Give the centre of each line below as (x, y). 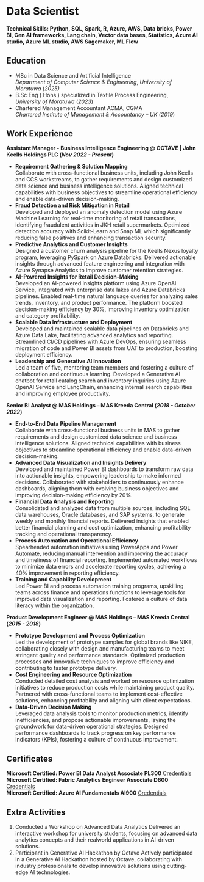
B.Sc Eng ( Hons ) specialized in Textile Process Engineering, (92, 95)
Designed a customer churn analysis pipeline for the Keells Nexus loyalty (107, 251)
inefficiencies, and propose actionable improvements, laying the (95, 720)
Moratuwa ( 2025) (37, 88)
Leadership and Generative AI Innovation (68, 361)
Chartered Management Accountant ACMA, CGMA (79, 108)
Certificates (30, 759)
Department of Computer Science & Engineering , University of (93, 82)
